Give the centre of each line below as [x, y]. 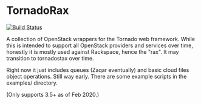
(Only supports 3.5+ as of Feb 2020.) [53, 94]
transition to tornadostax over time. [50, 58]
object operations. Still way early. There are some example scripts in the [97, 76]
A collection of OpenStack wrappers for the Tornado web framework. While [101, 39]
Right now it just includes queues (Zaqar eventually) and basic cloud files [98, 70]
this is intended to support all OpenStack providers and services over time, [100, 45]
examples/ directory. [32, 83]
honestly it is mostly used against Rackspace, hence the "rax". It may [93, 51]
